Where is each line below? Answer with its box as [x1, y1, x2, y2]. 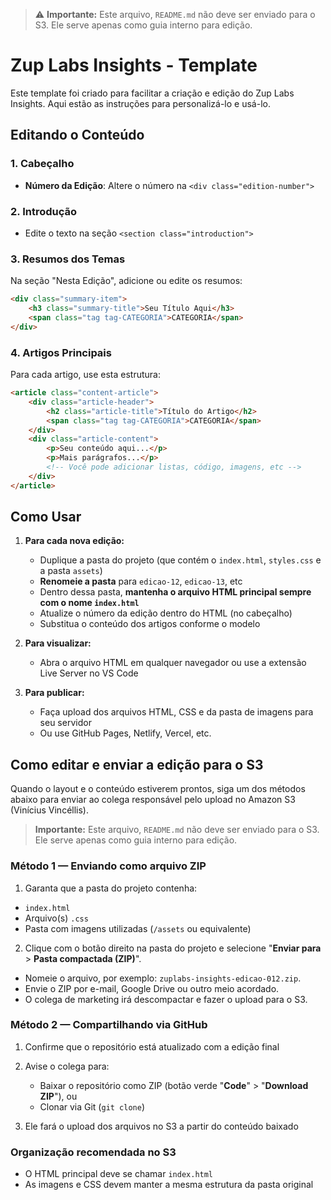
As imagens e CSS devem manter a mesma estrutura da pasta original [24, 1179, 314, 1191]
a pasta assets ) [39, 565, 103, 577]
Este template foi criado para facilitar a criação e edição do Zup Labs [10, 87, 295, 99]
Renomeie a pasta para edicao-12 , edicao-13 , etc [39, 575, 243, 588]
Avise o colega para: [24, 1060, 110, 1072]
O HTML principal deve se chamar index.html [24, 1168, 214, 1180]
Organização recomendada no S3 [10, 1145, 177, 1159]
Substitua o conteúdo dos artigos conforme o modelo [39, 618, 261, 630]
